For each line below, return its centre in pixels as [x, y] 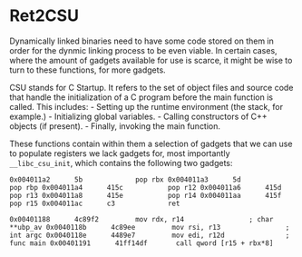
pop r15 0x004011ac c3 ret [95, 203]
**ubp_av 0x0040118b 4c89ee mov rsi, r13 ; [150, 227]
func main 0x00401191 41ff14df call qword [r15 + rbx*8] [141, 243]
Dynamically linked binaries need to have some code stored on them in [142, 41]
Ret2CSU [44, 16]
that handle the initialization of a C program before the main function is [141, 97]
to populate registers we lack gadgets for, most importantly [120, 153]
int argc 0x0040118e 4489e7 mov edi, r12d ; [150, 235]
